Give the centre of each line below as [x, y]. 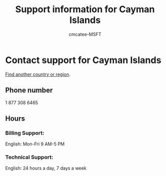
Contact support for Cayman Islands [83, 60]
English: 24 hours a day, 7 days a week [46, 168]
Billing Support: [25, 133]
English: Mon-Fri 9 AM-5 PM [35, 144]
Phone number [29, 90]
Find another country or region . [38, 74]
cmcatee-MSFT [85, 34]
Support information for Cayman [85, 9]
